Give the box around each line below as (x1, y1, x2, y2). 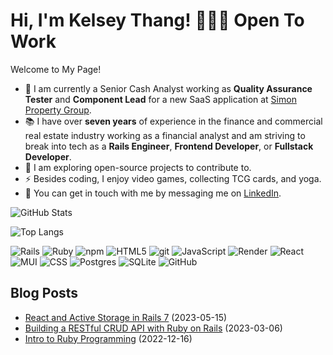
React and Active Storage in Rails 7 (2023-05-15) (24, 311, 228, 323)
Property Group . (24, 104, 92, 116)
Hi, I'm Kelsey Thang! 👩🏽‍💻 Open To (10, 9, 305, 32)
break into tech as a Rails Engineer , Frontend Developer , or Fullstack (24, 140, 314, 152)
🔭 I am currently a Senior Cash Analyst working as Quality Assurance (24, 82, 313, 94)
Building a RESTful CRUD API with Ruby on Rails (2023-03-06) (24, 322, 283, 334)
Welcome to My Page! (10, 63, 102, 75)
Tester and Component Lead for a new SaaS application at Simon (24, 93, 297, 105)
